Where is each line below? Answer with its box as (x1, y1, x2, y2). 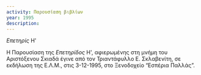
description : (6, 20, 40, 26)
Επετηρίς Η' (6, 37, 37, 45)
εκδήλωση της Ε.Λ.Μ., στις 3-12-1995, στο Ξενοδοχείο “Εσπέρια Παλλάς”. (6, 62, 196, 69)
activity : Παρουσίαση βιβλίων (6, 9, 84, 15)
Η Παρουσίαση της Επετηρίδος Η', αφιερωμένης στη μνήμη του (6, 49, 168, 56)
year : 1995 (6, 15, 34, 21)
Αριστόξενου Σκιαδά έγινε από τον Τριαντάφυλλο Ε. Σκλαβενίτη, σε (6, 55, 181, 63)
